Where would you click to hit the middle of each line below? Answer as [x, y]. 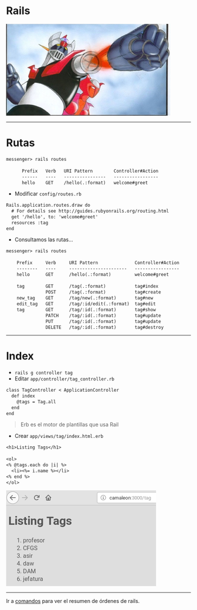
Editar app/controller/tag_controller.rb [64, 378]
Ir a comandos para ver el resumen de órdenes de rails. [73, 601]
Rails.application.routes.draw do [48, 205]
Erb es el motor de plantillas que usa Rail [69, 424]
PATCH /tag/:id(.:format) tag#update [103, 315]
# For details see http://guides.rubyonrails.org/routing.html [90, 211]
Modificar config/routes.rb [48, 193]
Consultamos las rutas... [44, 240]
